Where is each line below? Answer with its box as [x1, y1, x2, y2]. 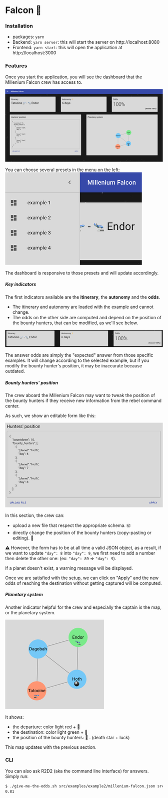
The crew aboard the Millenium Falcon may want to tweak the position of [5, 392, 155, 398]
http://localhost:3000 [12, 50, 56, 56]
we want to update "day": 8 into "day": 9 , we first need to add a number [5, 550, 155, 556]
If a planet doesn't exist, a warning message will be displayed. [5, 565, 133, 571]
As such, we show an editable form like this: [5, 413, 96, 419]
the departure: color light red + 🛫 [12, 724, 80, 730]
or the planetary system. [5, 609, 56, 615]
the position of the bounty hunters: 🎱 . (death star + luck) [12, 734, 130, 740]
